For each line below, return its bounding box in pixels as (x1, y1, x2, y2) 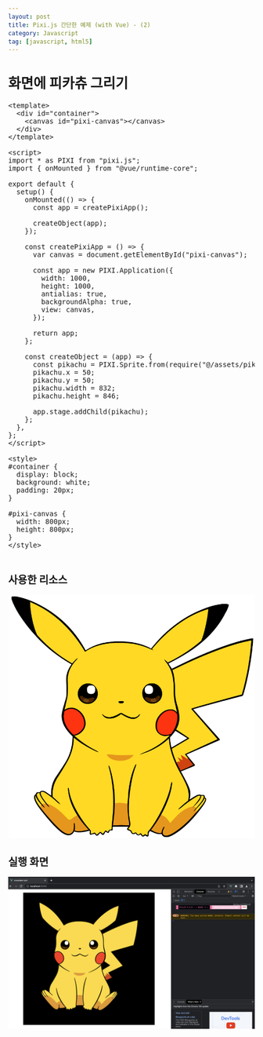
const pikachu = (32, 360, 95, 369)
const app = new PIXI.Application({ (32, 266, 174, 275)
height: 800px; (16, 525, 74, 534)
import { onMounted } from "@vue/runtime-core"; (8, 164, 198, 173)
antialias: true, (41, 290, 108, 298)
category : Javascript (8, 29, 79, 37)
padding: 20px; (16, 486, 74, 495)
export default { (8, 180, 74, 188)
